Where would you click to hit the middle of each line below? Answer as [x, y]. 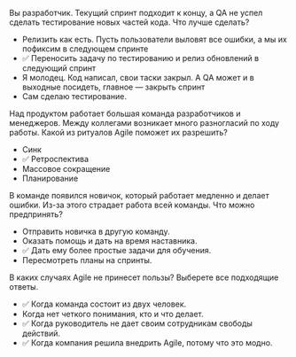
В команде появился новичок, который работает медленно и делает [139, 195]
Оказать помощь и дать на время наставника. [109, 241]
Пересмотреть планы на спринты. [87, 260]
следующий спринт [59, 68]
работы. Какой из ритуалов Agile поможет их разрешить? [118, 132]
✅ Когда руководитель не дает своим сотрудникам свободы [137, 323]
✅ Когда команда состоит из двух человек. [104, 304]
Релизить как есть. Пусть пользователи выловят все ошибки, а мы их [155, 39]
